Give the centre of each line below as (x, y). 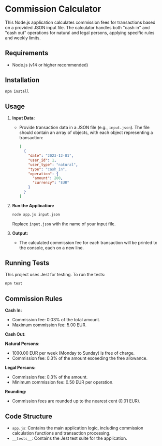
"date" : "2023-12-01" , (51, 156)
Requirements (27, 53)
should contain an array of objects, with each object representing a (86, 132)
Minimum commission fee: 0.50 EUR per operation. (63, 382)
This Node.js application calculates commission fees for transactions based (80, 22)
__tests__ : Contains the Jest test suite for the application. (69, 438)
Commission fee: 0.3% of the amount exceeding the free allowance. (80, 358)
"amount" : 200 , (47, 178)
